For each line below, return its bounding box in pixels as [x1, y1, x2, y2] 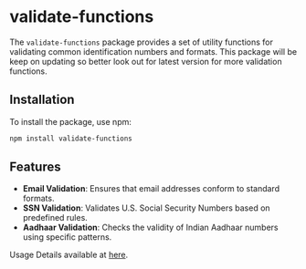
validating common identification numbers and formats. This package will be [9, 46, 298, 57]
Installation [9, 92, 75, 108]
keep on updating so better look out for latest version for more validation [9, 56, 282, 67]
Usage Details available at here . [9, 249, 129, 261]
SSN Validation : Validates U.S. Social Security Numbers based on [22, 202, 271, 213]
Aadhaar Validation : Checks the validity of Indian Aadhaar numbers [22, 222, 279, 233]
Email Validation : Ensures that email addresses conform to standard [22, 183, 280, 194]
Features [9, 160, 61, 175]
